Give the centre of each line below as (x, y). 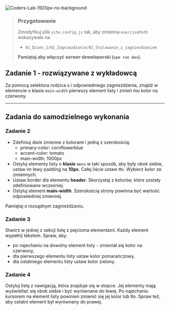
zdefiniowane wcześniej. (38, 185)
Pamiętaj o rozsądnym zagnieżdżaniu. (45, 206)
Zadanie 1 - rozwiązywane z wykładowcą (71, 73)
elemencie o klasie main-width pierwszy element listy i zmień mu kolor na (81, 91)
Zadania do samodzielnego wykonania (67, 117)
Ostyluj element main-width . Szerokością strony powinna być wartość (86, 191)
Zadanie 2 (18, 131)
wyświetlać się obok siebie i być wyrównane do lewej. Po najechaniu (77, 291)
